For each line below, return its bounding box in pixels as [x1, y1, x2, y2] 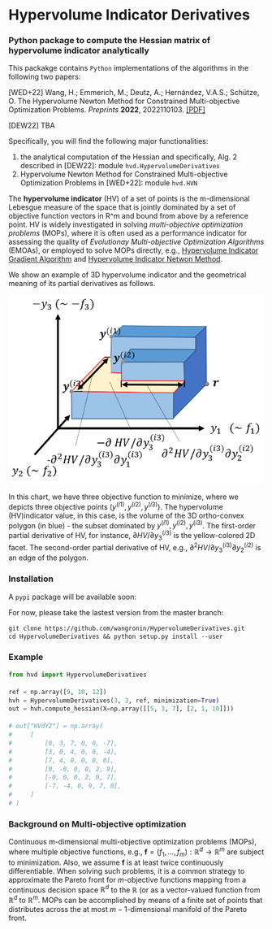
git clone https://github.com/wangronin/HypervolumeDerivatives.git [8, 624, 245, 632]
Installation [8, 573, 54, 584]
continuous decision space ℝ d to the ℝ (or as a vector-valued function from [8, 883, 261, 895]
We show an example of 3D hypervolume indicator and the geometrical [8, 270, 247, 280]
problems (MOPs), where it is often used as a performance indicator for [8, 228, 248, 238]
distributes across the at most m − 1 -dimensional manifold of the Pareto [8, 905, 248, 914]
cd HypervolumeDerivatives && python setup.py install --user [8, 632, 223, 640]
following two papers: [8, 72, 81, 82]
